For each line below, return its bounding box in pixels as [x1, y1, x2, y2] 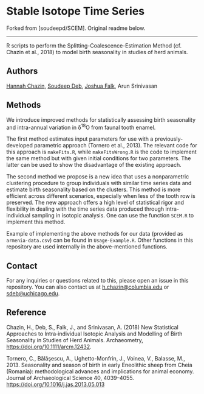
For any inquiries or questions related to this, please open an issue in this [6, 277, 189, 284]
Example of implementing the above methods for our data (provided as [6, 230, 183, 237]
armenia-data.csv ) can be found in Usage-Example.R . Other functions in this [6, 236, 193, 244]
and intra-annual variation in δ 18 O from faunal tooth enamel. [6, 122, 156, 131]
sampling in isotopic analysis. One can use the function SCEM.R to [31, 212, 194, 219]
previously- [154, 135, 183, 142]
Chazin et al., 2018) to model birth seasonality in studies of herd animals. [6, 48, 188, 55]
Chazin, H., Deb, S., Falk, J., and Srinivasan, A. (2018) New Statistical [6, 323, 179, 331]
